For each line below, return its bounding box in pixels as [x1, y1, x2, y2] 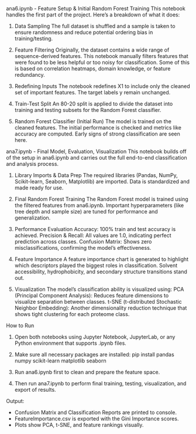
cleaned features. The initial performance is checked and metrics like [14, 124, 181, 131]
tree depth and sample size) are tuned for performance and [14, 208, 158, 215]
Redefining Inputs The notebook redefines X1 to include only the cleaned [14, 83, 190, 90]
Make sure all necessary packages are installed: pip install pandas [14, 351, 174, 358]
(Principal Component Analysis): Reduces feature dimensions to [14, 292, 169, 299]
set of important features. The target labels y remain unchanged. [14, 89, 171, 96]
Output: [6, 398, 25, 404]
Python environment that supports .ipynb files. [14, 340, 127, 347]
